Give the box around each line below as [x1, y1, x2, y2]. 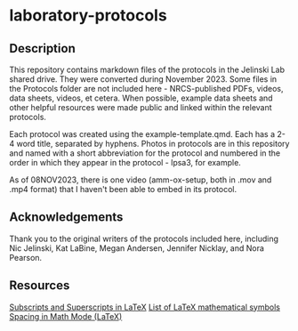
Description [9, 41, 76, 56]
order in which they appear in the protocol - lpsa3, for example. [9, 157, 242, 167]
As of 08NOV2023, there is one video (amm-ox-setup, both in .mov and [9, 174, 272, 185]
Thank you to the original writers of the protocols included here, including [9, 233, 278, 244]
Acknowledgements [9, 210, 124, 225]
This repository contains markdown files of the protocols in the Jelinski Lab [9, 64, 286, 75]
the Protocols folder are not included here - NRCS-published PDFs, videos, [9, 84, 284, 93]
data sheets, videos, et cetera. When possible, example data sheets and [9, 93, 273, 103]
